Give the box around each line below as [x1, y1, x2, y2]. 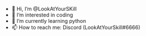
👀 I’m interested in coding [11, 11, 74, 18]
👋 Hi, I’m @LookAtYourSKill [11, 6, 77, 12]
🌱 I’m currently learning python [11, 18, 86, 24]
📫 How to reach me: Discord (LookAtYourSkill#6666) [11, 24, 141, 31]
